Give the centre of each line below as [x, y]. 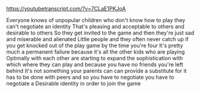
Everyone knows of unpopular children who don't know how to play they [96, 20]
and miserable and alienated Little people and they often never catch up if [98, 39]
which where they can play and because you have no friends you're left [95, 64]
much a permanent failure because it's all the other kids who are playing [95, 52]
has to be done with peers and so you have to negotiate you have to [90, 77]
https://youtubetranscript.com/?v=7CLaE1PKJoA [66, 9]
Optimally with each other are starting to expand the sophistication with [95, 58]
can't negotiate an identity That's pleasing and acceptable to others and [95, 27]
